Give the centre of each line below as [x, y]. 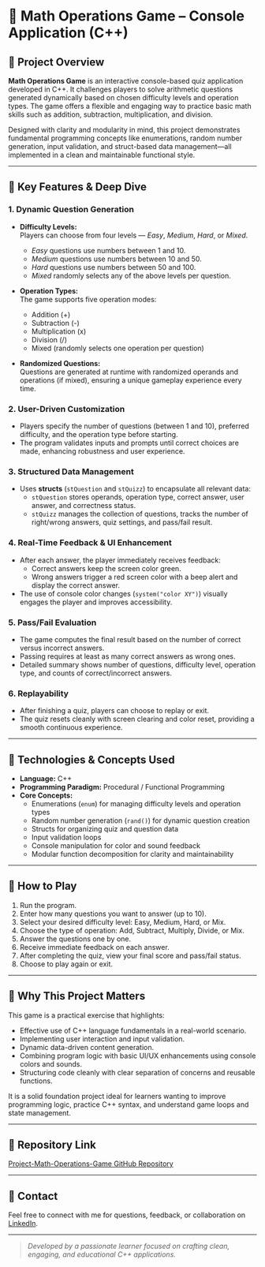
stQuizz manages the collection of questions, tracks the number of [140, 514]
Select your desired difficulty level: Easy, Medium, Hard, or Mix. [123, 921]
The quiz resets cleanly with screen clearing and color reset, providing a [137, 719]
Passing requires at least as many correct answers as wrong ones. [127, 656]
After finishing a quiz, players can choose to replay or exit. [114, 711]
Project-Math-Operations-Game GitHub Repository [91, 1164]
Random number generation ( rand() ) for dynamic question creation [141, 820]
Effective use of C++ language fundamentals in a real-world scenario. [133, 1030]
